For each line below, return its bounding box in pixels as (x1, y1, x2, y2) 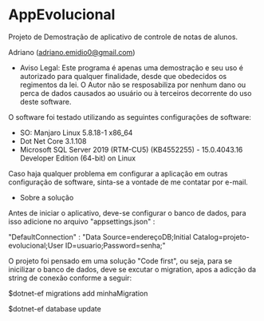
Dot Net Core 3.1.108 (19, 136, 87, 145)
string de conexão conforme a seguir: (8, 273, 132, 283)
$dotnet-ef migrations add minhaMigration (8, 288, 148, 298)
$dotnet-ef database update (8, 303, 101, 313)
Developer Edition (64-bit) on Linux (19, 153, 136, 163)
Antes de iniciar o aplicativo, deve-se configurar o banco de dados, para (8, 208, 246, 217)
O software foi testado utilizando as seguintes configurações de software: (8, 112, 251, 121)
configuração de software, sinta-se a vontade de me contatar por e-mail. (8, 177, 249, 187)
